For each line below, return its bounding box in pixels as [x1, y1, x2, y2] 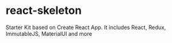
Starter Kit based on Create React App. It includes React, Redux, [5, 24, 166, 31]
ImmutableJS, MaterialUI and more [5, 30, 92, 37]
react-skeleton [5, 4, 82, 18]
